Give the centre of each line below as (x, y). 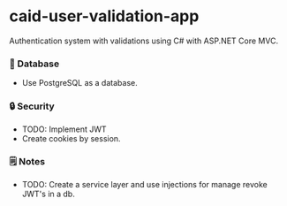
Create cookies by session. (71, 138)
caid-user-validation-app (104, 16)
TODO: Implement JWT (64, 129)
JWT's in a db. (48, 194)
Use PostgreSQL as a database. (80, 83)
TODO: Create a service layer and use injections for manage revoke (144, 184)
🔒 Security (32, 106)
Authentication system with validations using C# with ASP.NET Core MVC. (144, 41)
